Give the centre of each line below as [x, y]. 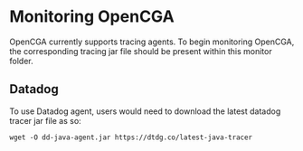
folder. [21, 61]
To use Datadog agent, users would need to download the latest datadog [145, 111]
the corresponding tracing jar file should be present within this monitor [141, 51]
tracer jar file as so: [45, 120]
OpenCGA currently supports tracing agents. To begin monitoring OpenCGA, [152, 42]
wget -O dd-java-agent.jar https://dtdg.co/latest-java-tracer [131, 137]
